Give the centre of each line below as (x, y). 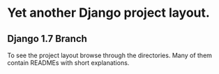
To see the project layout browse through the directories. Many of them (110, 55)
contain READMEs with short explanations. (68, 63)
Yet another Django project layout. (109, 13)
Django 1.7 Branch (47, 39)
